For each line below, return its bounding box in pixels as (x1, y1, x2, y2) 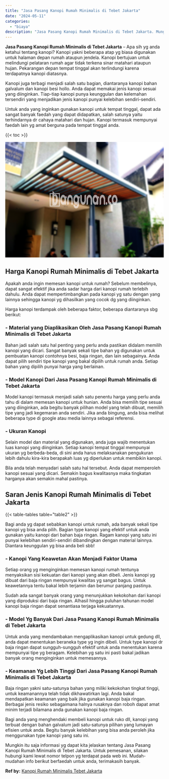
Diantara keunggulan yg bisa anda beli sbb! (5, 543, 95, 549)
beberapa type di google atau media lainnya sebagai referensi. (5, 415, 135, 421)
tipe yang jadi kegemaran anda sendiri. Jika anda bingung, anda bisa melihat (5, 410, 164, 416)
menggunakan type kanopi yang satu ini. (5, 733, 90, 739)
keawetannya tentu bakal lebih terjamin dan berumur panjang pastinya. (5, 583, 152, 589)
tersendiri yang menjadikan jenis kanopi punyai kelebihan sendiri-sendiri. (5, 96, 157, 103)
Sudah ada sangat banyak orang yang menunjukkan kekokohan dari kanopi (5, 592, 161, 599)
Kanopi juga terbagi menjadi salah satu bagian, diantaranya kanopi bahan (5, 81, 157, 87)
